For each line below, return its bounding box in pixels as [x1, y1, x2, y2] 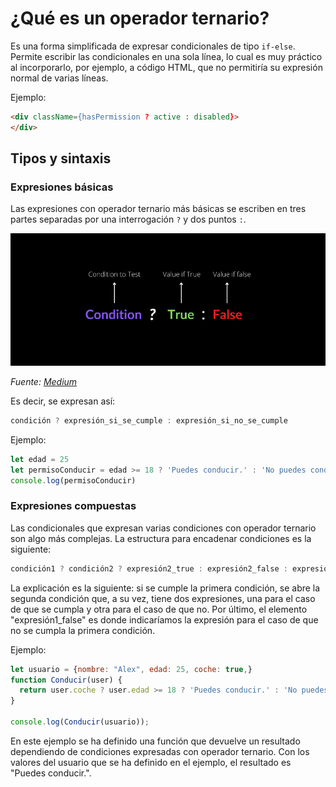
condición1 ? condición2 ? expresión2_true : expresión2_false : [10, 563, 288, 574]
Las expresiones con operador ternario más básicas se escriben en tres [10, 203, 307, 215]
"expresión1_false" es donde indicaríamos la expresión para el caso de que [10, 613, 319, 626]
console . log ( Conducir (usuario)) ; [10, 717, 150, 727]
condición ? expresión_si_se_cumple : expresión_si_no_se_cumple [10, 416, 288, 426]
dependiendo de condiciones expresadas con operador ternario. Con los [10, 745, 310, 757]
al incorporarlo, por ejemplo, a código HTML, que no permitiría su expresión [10, 61, 323, 73]
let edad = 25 [10, 454, 70, 464]
